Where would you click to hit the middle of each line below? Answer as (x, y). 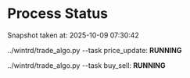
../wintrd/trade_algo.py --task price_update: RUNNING (95, 50)
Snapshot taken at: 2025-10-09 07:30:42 (73, 35)
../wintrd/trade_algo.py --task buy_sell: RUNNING (86, 65)
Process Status (58, 14)
